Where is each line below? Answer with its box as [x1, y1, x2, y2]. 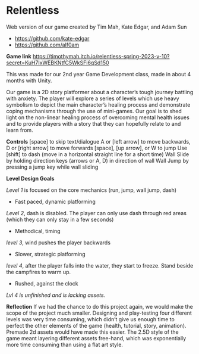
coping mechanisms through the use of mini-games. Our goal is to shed [6, 107, 182, 114]
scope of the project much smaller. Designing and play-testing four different [6, 309, 192, 316]
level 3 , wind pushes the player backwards [6, 239, 111, 246]
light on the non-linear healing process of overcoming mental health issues [6, 114, 190, 121]
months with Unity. [6, 77, 52, 84]
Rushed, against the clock [14, 280, 78, 287]
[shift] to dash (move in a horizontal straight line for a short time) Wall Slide [6, 150, 189, 158]
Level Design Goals [6, 175, 55, 182]
